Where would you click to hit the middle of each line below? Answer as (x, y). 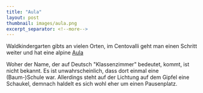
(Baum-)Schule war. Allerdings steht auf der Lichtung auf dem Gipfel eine (98, 77)
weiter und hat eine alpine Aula (45, 53)
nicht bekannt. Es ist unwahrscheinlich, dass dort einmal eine (83, 71)
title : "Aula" (24, 12)
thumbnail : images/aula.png (42, 23)
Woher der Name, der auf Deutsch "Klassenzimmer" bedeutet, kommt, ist (98, 64)
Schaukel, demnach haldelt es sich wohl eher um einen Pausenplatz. (92, 84)
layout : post (23, 18)
